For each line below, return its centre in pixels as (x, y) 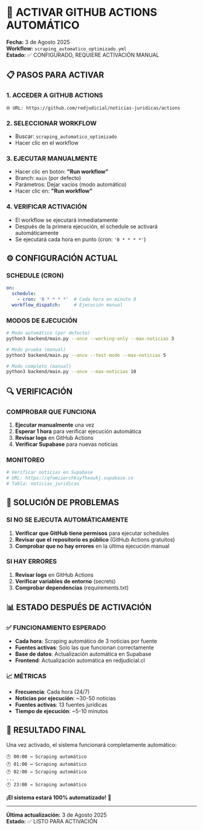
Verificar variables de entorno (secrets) (65, 581)
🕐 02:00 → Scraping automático (47, 772)
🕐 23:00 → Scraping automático (47, 785)
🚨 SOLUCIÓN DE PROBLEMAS (63, 503)
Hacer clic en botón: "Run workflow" (62, 171)
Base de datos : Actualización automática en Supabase (83, 654)
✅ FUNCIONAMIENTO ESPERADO (56, 628)
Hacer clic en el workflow (47, 142)
